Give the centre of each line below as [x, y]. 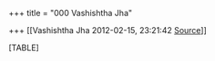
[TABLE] [24, 48]
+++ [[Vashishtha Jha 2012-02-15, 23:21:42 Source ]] [107, 30]
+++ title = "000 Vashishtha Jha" [71, 13]
